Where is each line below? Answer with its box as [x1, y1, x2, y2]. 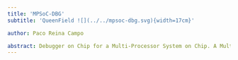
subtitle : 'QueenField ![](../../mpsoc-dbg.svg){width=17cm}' [7, 17, 195, 24]
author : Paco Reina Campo [7, 30, 84, 37]
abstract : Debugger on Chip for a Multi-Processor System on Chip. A [7, 42, 217, 49]
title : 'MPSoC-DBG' [7, 10, 65, 18]
